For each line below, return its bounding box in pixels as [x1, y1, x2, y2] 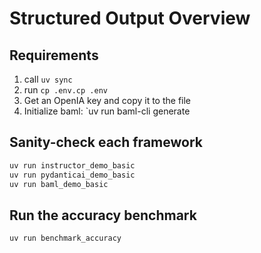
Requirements [9, 47, 99, 64]
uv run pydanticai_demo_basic [9, 170, 136, 180]
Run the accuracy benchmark [9, 207, 197, 224]
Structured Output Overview [9, 7, 251, 30]
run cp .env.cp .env [23, 84, 108, 96]
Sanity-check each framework [9, 134, 203, 151]
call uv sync [23, 73, 73, 85]
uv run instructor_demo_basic [9, 160, 136, 171]
